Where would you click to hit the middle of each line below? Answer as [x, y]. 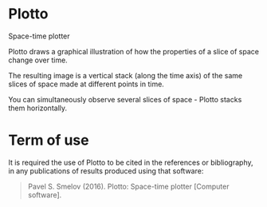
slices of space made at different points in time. [86, 84]
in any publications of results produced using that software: [106, 171]
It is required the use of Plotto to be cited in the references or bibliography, [131, 162]
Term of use [49, 140]
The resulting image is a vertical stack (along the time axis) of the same [126, 75]
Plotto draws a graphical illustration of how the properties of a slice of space [133, 51]
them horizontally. [38, 108]
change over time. [38, 60]
